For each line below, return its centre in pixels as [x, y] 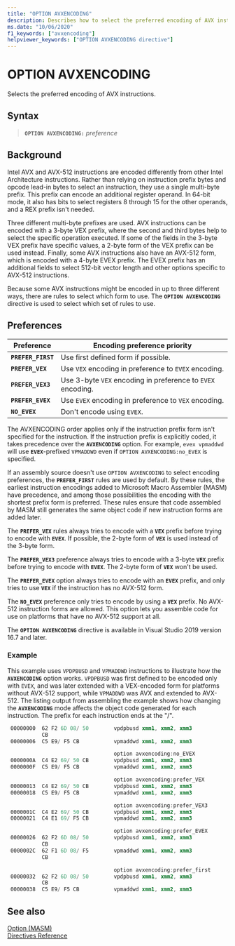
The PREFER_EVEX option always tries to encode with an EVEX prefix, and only [116, 580]
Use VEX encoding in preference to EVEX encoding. [142, 368]
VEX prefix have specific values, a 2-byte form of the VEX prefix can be [111, 245]
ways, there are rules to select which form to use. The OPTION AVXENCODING [114, 296]
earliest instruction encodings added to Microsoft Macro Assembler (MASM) [117, 487]
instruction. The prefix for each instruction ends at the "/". [91, 715]
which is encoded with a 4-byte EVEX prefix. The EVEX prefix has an [106, 260]
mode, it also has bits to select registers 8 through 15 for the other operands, [117, 201]
